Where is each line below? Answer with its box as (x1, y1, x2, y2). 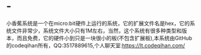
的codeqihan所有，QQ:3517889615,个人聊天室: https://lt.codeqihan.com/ (6, 41, 185, 49)
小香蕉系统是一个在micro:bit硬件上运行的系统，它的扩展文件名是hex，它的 (6, 20, 190, 27)
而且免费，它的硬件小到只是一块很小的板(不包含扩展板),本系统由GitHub (16, 34, 193, 41)
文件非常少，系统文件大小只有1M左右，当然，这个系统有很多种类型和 (11, 27, 182, 34)
